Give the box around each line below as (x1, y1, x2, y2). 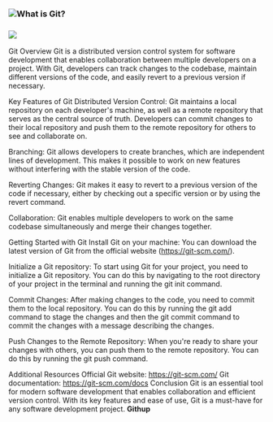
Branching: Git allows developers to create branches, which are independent (8, 147, 265, 157)
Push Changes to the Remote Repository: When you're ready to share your (8, 337, 258, 346)
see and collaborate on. (8, 131, 88, 141)
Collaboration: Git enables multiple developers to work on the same (8, 213, 234, 223)
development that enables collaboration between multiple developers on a (8, 55, 257, 65)
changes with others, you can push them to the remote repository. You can (8, 346, 259, 355)
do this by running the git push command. (8, 354, 149, 363)
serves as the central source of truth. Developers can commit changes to (8, 114, 253, 124)
